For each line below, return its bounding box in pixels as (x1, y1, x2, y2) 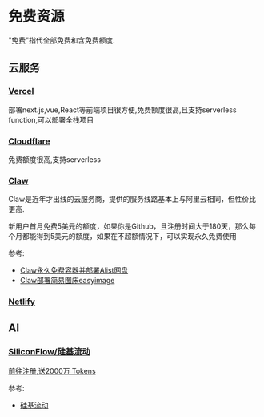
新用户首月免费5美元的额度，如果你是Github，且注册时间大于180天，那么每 (8, 221, 257, 231)
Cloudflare (8, 136, 50, 147)
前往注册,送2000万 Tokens (8, 366, 96, 375)
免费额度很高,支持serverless (8, 154, 102, 164)
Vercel (8, 86, 34, 97)
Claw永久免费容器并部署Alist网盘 (19, 265, 129, 275)
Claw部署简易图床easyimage (19, 276, 115, 285)
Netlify (8, 296, 36, 307)
